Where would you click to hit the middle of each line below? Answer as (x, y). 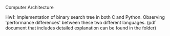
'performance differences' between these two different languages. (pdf (81, 23)
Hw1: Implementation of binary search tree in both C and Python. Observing (85, 17)
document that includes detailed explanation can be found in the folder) (81, 28)
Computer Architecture (29, 7)
